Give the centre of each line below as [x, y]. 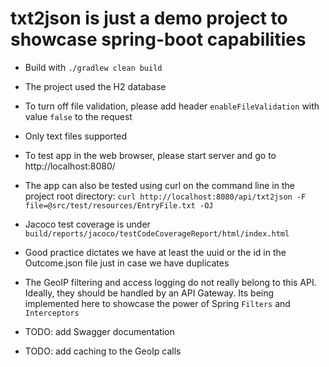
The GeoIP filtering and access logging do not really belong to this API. [170, 282]
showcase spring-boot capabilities [158, 39]
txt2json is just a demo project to [149, 18]
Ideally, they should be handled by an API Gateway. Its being [149, 293]
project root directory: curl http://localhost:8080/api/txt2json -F [165, 196]
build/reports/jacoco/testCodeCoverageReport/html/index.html [157, 233]
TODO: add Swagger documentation [99, 331]
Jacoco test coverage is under [87, 224]
